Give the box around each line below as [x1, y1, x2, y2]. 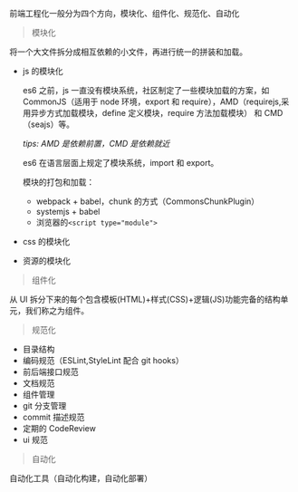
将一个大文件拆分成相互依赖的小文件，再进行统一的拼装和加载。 [9, 46, 247, 57]
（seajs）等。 [22, 119, 75, 130]
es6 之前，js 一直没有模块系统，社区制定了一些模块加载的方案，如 [22, 85, 270, 95]
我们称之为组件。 [24, 305, 89, 315]
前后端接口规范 [22, 366, 79, 377]
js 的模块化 [22, 66, 63, 76]
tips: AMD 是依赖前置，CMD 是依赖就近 [22, 139, 170, 149]
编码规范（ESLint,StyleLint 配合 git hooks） [22, 355, 184, 365]
